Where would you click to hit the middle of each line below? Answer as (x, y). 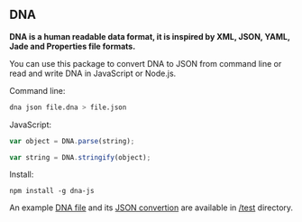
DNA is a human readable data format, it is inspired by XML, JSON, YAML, (150, 36)
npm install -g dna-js (52, 191)
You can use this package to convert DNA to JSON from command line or (146, 63)
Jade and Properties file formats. (73, 46)
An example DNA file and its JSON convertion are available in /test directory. (151, 208)
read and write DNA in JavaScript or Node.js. (93, 73)
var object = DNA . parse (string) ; (72, 141)
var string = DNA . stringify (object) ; (80, 157)
